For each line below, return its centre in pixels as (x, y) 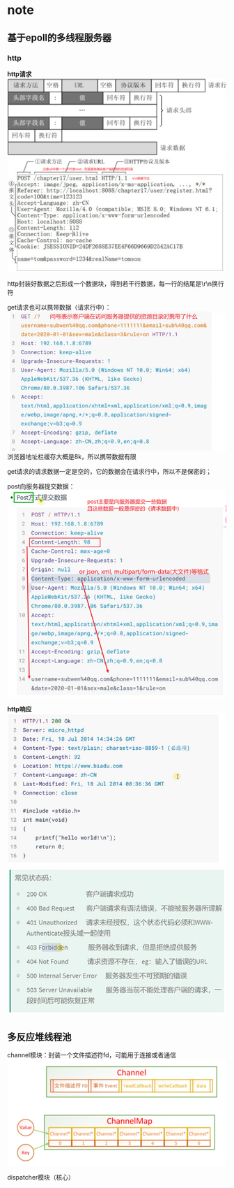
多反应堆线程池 (39, 1037)
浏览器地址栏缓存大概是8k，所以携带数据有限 (72, 457)
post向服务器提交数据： (41, 486)
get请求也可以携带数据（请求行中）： (59, 307)
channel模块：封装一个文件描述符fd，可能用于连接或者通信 (92, 1055)
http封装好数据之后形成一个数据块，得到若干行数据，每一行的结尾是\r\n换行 (116, 284)
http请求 (19, 74)
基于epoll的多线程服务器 (60, 37)
